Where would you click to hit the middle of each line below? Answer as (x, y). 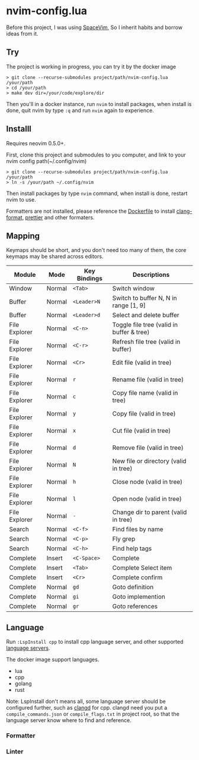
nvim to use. (21, 199)
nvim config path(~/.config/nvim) (46, 161)
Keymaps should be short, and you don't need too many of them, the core (96, 250)
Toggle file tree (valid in (145, 325)
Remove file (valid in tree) (148, 448)
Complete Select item (142, 568)
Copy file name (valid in (145, 393)
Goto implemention (139, 597)
